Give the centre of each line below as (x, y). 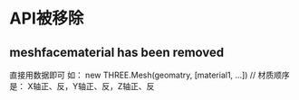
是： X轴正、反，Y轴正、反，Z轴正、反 (82, 86)
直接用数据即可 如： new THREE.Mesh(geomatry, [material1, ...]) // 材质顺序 (149, 75)
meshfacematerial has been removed (117, 52)
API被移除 (47, 18)
